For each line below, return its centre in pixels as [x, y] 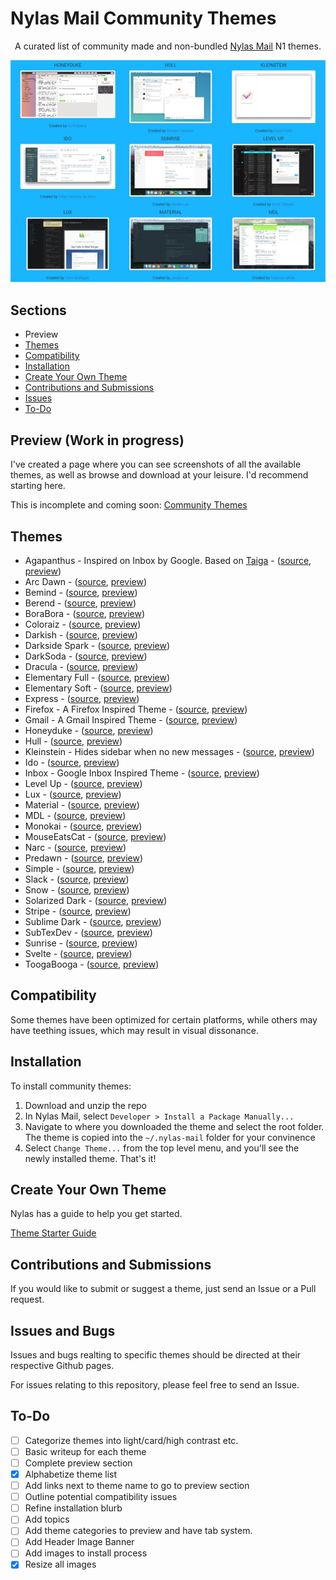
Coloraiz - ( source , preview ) [83, 624]
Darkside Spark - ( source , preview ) [97, 645]
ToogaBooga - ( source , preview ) [92, 964]
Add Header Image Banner [79, 1542]
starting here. [38, 486]
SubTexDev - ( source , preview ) [88, 932]
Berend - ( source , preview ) [80, 603]
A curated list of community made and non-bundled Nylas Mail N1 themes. [168, 46]
